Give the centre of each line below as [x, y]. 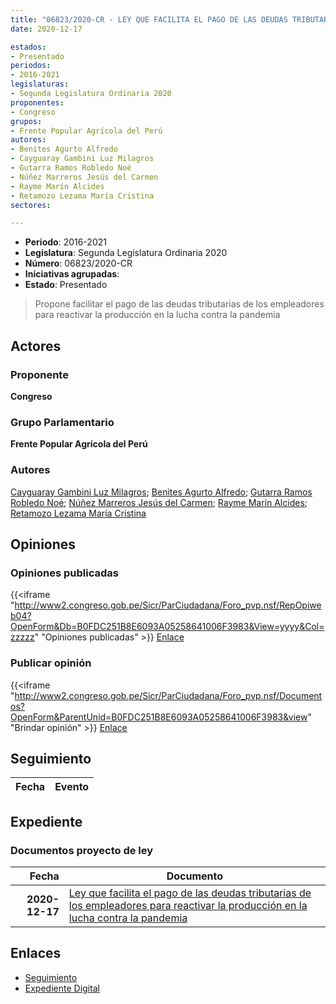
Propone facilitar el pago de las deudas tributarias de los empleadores [179, 304]
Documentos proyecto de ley [82, 850]
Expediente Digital [62, 988]
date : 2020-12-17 [46, 29]
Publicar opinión [51, 663]
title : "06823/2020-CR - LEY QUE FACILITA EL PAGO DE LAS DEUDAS [149, 19]
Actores [36, 346]
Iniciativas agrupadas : [72, 274]
